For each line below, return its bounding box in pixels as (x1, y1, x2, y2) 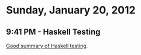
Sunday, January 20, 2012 (6, 4, 136, 17)
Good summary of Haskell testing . (6, 42, 88, 49)
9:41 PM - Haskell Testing (6, 27, 101, 37)
